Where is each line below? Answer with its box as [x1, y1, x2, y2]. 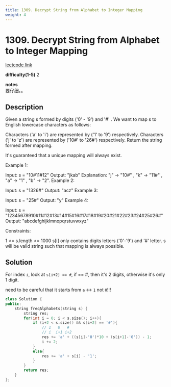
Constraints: [5, 228, 31, 234]
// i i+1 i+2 [41, 330, 72, 335]
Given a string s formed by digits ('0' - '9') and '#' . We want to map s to [5, 116, 157, 122]
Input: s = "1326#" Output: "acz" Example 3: [5, 187, 98, 194]
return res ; [23, 368, 50, 373]
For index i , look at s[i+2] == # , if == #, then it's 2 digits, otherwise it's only [5, 271, 165, 278]
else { [32, 349, 44, 354]
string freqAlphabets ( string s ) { [14, 306, 88, 311]
